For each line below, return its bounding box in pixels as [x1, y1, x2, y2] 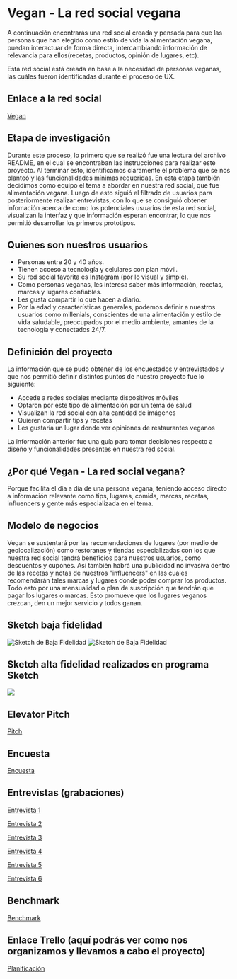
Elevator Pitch [7, 708, 71, 720]
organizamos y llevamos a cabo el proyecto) [7, 945, 206, 957]
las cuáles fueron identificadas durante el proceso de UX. [7, 72, 175, 81]
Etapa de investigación [7, 132, 110, 144]
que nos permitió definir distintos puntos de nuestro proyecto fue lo [7, 372, 204, 381]
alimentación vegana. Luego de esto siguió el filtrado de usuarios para [7, 188, 212, 197]
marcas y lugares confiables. [17, 288, 103, 297]
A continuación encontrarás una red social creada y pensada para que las [7, 28, 223, 37]
